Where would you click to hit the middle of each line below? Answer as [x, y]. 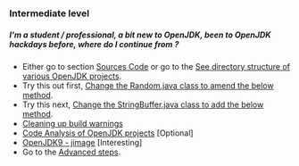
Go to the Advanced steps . [71, 152]
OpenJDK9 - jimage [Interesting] [82, 142]
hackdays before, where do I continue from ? [94, 44]
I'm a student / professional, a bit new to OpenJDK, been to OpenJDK [140, 35]
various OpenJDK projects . [72, 76]
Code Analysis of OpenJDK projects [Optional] [108, 133]
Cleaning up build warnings [72, 123]
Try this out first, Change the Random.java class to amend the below [148, 85]
